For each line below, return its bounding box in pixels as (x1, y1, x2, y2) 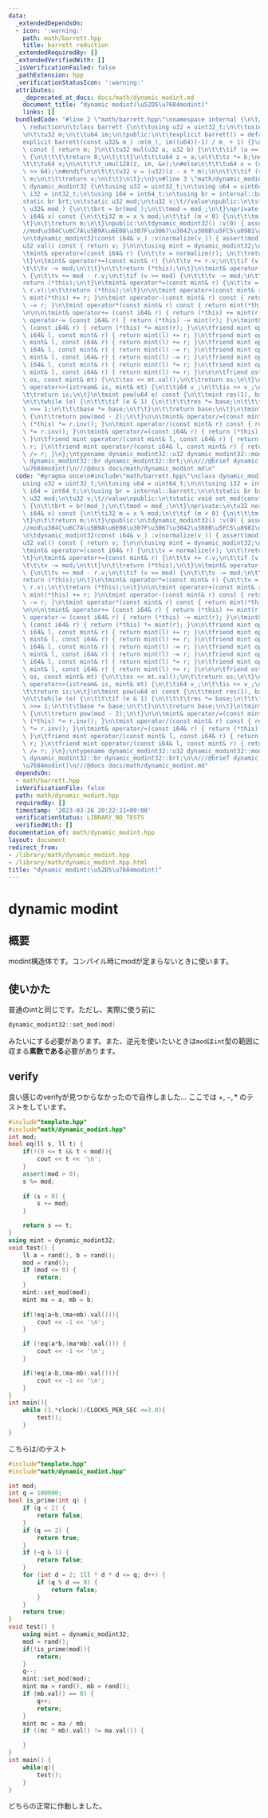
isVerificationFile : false (15, 784, 105, 792)
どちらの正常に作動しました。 (8, 1801, 106, 1811)
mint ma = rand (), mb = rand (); (22, 1682, 130, 1690)
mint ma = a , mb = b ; (22, 1296, 94, 1304)
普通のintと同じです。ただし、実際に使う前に (8, 1005, 156, 1014)
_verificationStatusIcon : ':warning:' (15, 78, 145, 86)
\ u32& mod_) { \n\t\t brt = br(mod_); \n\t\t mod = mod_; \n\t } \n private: (22, 204, 262, 212)
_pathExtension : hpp (15, 71, 84, 79)
